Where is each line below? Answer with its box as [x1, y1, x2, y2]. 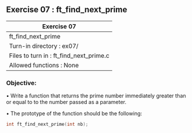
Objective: [6, 79, 37, 87]
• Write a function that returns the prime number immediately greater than [6, 92, 186, 99]
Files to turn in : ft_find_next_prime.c [9, 51, 110, 60]
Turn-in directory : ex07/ [9, 41, 79, 50]
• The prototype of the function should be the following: [6, 110, 142, 117]
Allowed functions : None [9, 61, 79, 69]
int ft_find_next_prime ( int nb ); [6, 121, 89, 128]
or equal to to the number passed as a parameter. [6, 99, 127, 106]
